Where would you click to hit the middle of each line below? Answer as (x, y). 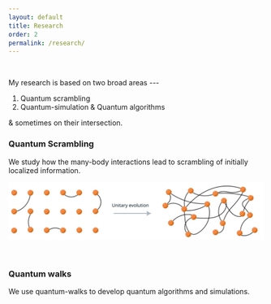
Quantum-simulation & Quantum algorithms (92, 107)
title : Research (36, 26)
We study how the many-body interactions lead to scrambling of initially (129, 162)
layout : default (36, 17)
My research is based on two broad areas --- (84, 83)
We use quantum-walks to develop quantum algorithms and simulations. (129, 292)
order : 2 (23, 34)
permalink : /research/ (47, 43)
